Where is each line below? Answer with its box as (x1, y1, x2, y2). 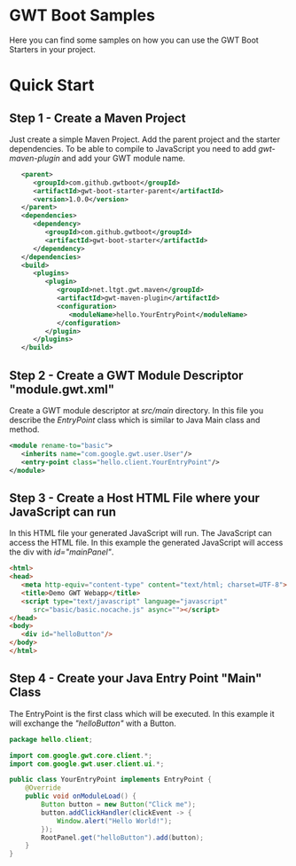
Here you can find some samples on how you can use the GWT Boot (9, 35, 259, 45)
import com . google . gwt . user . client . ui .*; (9, 760, 165, 768)
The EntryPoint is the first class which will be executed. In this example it (9, 708, 275, 719)
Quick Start (9, 75, 95, 96)
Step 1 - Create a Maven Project (9, 110, 186, 125)
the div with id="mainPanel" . (9, 547, 114, 557)
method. (9, 424, 40, 435)
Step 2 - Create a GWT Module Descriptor (9, 367, 244, 382)
